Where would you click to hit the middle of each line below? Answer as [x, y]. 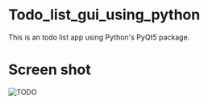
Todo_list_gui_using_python [104, 15]
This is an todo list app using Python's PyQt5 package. [99, 37]
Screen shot [50, 70]
